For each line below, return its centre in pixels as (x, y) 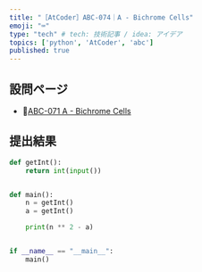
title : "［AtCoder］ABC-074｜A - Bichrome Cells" (101, 17)
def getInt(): (36, 162)
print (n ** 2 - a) (59, 227)
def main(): (31, 194)
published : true (39, 51)
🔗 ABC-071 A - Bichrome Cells (76, 111)
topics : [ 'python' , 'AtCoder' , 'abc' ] (81, 42)
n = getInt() (50, 203)
